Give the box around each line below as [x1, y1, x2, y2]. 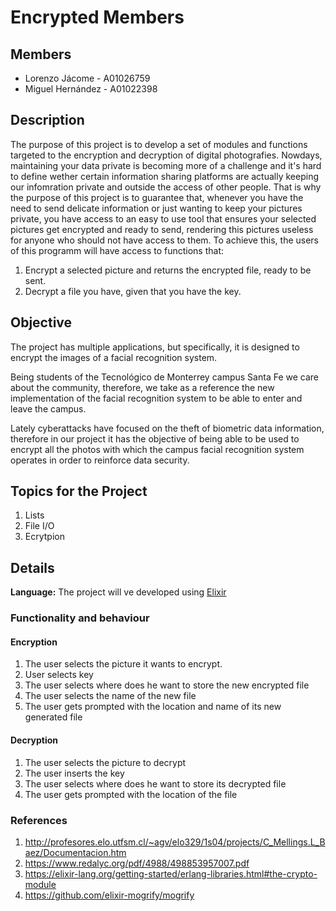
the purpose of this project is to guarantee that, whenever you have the [10, 191, 304, 203]
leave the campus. [10, 402, 87, 415]
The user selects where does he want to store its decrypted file [24, 777, 287, 790]
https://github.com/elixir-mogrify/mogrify [24, 889, 195, 901]
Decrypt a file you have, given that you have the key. [24, 285, 242, 297]
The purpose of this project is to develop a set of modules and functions [10, 138, 308, 150]
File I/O [24, 520, 55, 532]
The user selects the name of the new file [24, 690, 197, 702]
